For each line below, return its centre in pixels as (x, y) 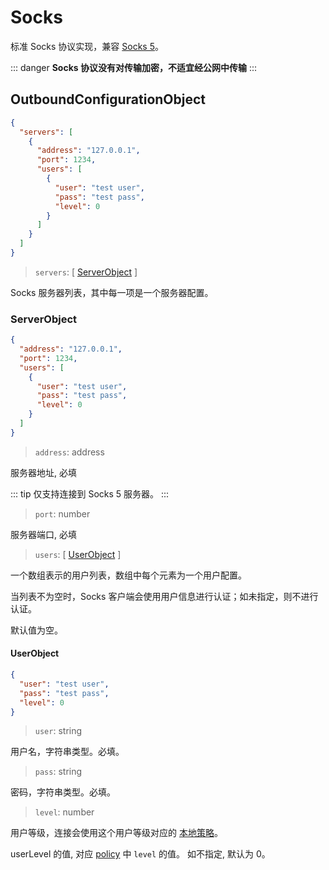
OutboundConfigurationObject (108, 99)
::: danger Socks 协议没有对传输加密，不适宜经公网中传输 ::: (134, 67)
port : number (62, 513)
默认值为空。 (36, 630)
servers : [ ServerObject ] (86, 272)
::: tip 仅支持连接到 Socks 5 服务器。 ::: (90, 493)
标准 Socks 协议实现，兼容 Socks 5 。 (87, 46)
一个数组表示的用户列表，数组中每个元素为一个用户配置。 (128, 575)
